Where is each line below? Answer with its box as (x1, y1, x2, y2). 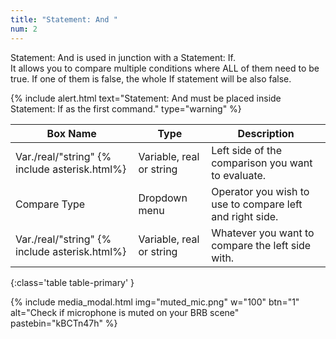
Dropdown (138, 191, 188, 205)
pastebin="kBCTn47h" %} (10, 317, 118, 329)
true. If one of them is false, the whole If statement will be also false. (10, 72, 292, 85)
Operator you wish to (211, 184, 310, 198)
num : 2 (10, 24, 38, 34)
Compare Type (15, 197, 86, 211)
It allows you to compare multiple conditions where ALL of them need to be (10, 62, 320, 74)
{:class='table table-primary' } (10, 276, 135, 288)
